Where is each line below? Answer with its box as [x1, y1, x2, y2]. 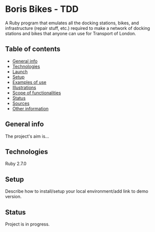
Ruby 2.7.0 [5, 160, 27, 167]
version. [5, 194, 22, 200]
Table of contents [5, 45, 60, 53]
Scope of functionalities [12, 89, 61, 95]
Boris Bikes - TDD [5, 3, 79, 15]
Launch [12, 69, 28, 75]
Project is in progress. [5, 221, 50, 227]
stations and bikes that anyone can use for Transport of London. [5, 30, 136, 36]
